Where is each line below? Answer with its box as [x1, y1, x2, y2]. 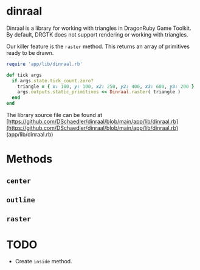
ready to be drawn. [6, 49, 54, 56]
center [6, 176, 32, 185]
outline [6, 196, 35, 205]
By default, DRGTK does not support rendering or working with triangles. [6, 30, 188, 38]
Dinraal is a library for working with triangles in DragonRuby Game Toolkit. [6, 24, 191, 32]
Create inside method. [15, 258, 72, 265]
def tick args [6, 72, 43, 78]
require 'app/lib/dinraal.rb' [6, 61, 83, 67]
